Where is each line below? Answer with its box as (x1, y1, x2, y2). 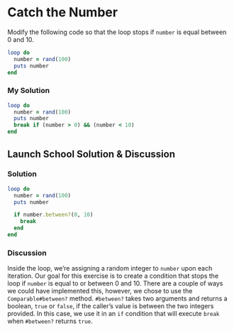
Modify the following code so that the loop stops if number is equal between (7, 28, 227, 36)
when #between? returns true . (7, 317, 94, 325)
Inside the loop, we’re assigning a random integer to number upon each (7, 264, 213, 273)
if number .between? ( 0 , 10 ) (13, 211, 94, 219)
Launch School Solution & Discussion (7, 148, 176, 160)
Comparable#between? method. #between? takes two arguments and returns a (7, 294, 228, 303)
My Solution (7, 86, 50, 96)
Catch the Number (7, 4, 118, 21)
